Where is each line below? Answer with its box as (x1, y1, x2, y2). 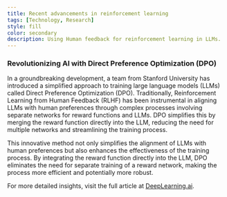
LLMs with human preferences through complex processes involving (7, 104, 203, 112)
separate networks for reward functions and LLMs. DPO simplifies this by (7, 111, 216, 120)
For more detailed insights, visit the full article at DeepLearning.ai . (7, 182, 195, 190)
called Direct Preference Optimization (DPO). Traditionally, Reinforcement (7, 89, 217, 97)
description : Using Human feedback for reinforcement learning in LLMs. (7, 36, 221, 43)
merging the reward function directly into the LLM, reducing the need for (7, 118, 214, 126)
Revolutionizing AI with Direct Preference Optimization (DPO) (7, 59, 217, 68)
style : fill (7, 23, 42, 30)
